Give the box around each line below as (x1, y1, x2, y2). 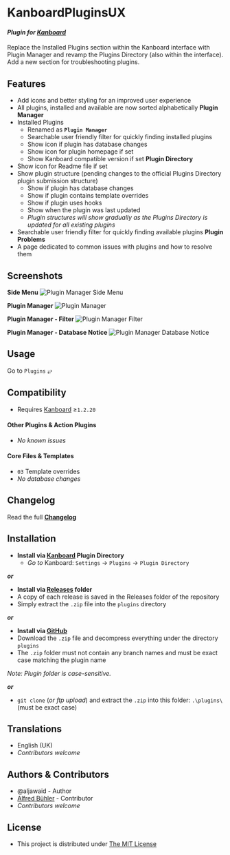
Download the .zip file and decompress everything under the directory (16, 634, 218, 642)
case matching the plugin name (16, 656, 106, 664)
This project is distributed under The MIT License (16, 840, 157, 848)
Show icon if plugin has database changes (27, 140, 148, 149)
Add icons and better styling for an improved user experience (16, 96, 192, 105)
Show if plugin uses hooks (27, 198, 102, 207)
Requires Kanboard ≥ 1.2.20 (16, 405, 96, 413)
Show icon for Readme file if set (16, 162, 108, 170)
